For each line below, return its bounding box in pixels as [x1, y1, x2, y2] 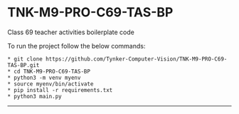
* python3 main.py [7, 93, 62, 100]
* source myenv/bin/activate [7, 80, 94, 88]
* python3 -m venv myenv [7, 74, 81, 81]
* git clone [7, 55, 43, 63]
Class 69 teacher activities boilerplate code [7, 28, 135, 36]
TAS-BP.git [7, 61, 40, 68]
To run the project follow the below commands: [7, 41, 146, 50]
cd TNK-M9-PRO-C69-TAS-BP [14, 68, 91, 75]
